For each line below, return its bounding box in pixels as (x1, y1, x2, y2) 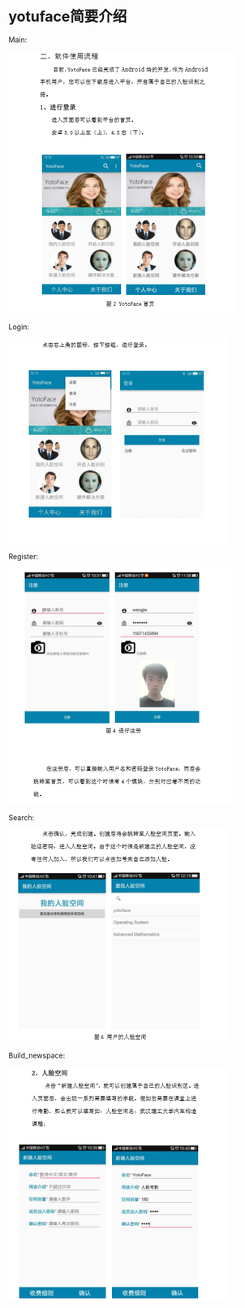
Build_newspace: (8, 1050, 66, 1060)
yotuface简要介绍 (8, 7, 127, 26)
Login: (8, 322, 30, 332)
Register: (8, 551, 39, 561)
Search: (8, 812, 35, 822)
